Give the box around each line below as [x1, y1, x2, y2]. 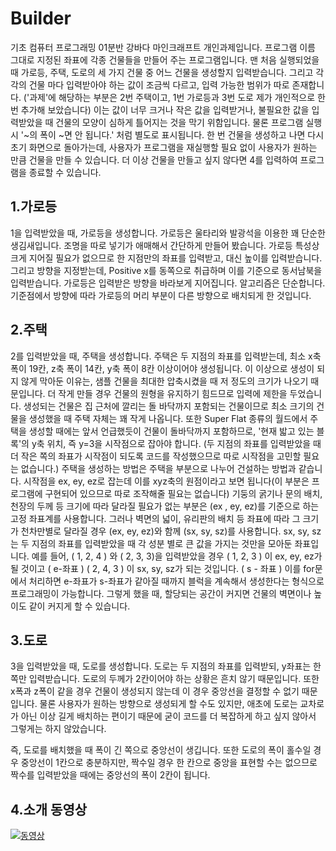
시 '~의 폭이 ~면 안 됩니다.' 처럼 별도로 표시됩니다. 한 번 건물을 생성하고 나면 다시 [10, 128, 325, 141]
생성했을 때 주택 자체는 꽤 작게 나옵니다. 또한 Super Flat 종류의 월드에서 [28, 412, 308, 424]
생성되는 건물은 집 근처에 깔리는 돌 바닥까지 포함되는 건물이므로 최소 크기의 [23, 400, 315, 412]
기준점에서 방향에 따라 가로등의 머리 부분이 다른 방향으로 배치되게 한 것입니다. [10, 289, 312, 301]
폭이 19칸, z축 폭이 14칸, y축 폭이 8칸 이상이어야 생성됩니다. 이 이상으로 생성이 [10, 362, 315, 374]
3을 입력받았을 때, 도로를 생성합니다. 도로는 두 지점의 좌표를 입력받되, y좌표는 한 [10, 660, 322, 672]
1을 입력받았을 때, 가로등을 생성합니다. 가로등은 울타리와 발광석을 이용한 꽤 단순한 [10, 227, 326, 239]
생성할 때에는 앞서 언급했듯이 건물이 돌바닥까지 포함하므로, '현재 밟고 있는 [28, 425, 315, 437]
